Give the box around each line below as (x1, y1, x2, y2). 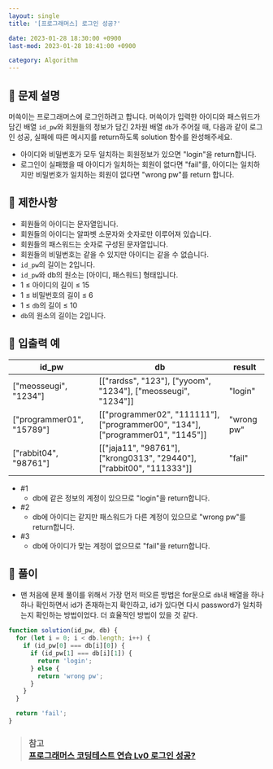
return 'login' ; (37, 657, 93, 665)
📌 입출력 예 (8, 337, 61, 351)
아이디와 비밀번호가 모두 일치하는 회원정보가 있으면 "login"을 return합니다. (19, 149, 258, 159)
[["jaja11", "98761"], (98, 442, 180, 453)
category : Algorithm (8, 56, 79, 65)
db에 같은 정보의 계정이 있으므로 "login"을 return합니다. (32, 493, 210, 503)
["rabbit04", (12, 447, 58, 458)
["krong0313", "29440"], (98, 452, 197, 464)
